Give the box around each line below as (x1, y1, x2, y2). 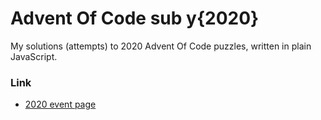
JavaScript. (10, 50, 58, 62)
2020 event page (24, 98, 97, 111)
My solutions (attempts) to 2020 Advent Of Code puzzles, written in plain (10, 40, 312, 52)
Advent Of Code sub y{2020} (10, 7, 260, 30)
